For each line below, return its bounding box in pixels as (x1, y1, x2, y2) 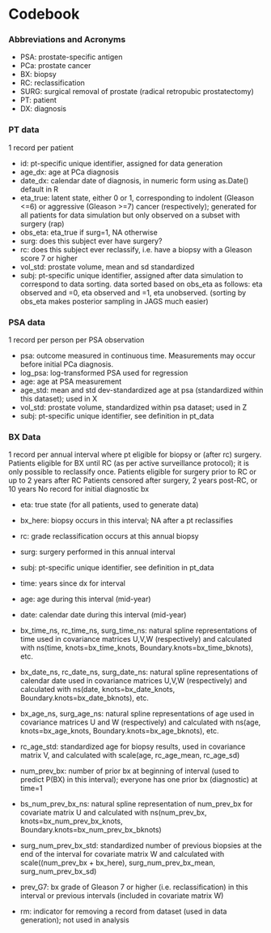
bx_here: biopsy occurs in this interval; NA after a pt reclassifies (19, 516, 233, 526)
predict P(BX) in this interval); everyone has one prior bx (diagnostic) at (19, 775, 258, 785)
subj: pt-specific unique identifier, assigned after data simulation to (19, 270, 243, 280)
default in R (19, 184, 59, 194)
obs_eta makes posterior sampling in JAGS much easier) (19, 296, 209, 306)
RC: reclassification (19, 78, 85, 88)
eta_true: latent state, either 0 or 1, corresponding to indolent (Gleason (19, 192, 255, 203)
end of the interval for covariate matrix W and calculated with (19, 849, 225, 859)
